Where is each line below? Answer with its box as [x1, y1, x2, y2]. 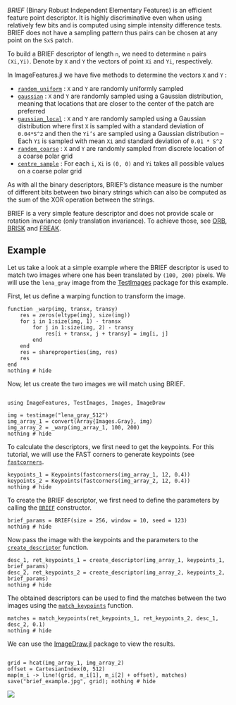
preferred [17, 107, 46, 115]
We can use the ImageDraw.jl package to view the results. [7, 639, 175, 648]
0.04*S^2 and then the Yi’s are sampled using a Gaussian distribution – [17, 130, 224, 137]
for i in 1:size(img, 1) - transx [20, 317, 121, 325]
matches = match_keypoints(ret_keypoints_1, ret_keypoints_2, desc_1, [7, 615, 219, 622]
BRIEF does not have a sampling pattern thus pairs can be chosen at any [7, 28, 218, 37]
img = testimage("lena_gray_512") [7, 412, 109, 419]
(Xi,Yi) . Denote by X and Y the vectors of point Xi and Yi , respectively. [7, 57, 213, 66]
